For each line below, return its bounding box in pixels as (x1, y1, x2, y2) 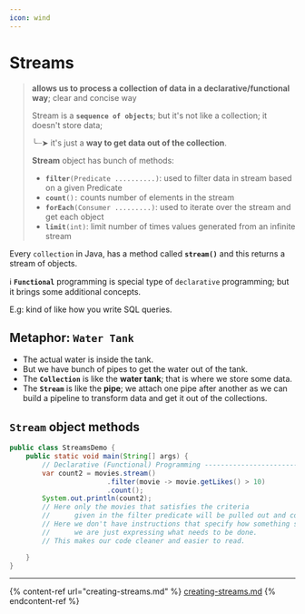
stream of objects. (9, 257, 78, 268)
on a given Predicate (44, 182, 123, 193)
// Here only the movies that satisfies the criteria (42, 502, 250, 512)
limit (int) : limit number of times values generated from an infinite (44, 220, 296, 232)
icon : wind (9, 13, 51, 23)
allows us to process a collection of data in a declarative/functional (31, 83, 290, 94)
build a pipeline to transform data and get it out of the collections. (22, 393, 268, 404)
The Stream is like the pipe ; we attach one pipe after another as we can (22, 383, 288, 394)
